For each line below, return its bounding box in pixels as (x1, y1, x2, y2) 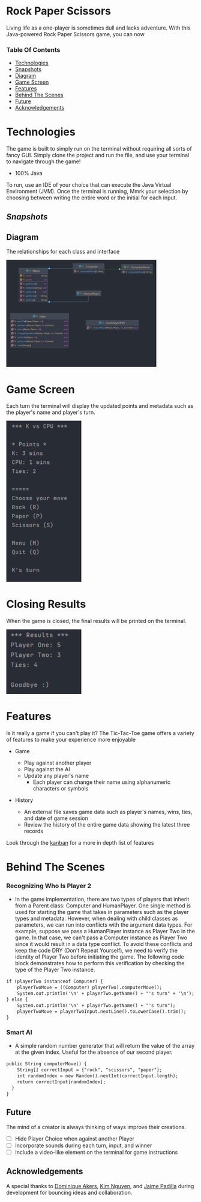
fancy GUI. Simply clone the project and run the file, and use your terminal (6, 152, 190, 159)
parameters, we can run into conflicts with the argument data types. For (14, 921, 193, 928)
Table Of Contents (6, 45, 61, 54)
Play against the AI (23, 766, 70, 773)
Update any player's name (23, 772, 89, 780)
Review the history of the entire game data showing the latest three (23, 821, 190, 828)
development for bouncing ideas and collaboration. (6, 1189, 133, 1196)
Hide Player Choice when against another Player (14, 1135, 135, 1142)
